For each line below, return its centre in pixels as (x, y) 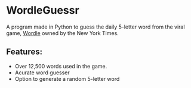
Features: (24, 52)
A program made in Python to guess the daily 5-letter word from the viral (95, 27)
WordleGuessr (43, 10)
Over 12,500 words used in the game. (61, 66)
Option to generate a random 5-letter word (67, 78)
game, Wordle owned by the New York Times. (63, 33)
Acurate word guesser (42, 73)
